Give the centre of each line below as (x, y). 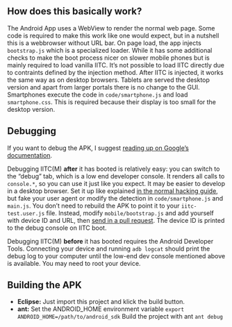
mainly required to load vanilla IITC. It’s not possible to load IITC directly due (116, 65)
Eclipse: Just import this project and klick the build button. (101, 302)
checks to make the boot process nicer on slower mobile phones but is (108, 58)
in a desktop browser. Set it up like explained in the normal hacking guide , (113, 191)
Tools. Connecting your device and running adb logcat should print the (109, 249)
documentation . (30, 155)
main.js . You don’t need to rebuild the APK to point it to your (93, 206)
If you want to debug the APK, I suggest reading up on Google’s (98, 148)
